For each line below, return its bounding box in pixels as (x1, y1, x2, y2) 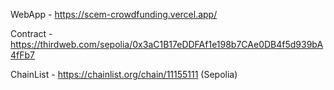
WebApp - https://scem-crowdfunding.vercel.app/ (10, 9, 218, 20)
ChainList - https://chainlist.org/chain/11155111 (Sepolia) (10, 69, 238, 80)
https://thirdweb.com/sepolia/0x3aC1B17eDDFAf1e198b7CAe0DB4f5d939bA (10, 39, 324, 50)
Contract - (10, 28, 53, 39)
